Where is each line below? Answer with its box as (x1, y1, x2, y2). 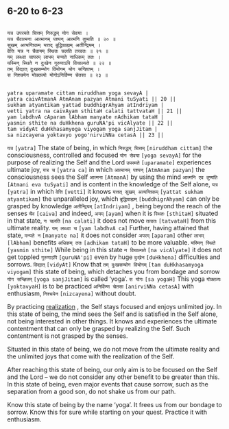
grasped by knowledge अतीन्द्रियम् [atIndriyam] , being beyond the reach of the (7, 201, 221, 210)
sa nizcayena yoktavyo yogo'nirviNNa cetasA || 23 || (7, 132, 165, 138)
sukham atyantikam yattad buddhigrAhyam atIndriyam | (7, 101, 165, 108)
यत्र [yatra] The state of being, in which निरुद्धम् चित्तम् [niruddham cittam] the (7, 143, 213, 151)
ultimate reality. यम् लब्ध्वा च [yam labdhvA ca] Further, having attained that (7, 223, 209, 232)
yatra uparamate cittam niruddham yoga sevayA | (7, 89, 149, 97)
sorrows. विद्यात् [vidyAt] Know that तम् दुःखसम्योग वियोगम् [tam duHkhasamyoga (7, 260, 204, 268)
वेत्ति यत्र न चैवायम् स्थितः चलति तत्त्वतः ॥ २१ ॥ (7, 47, 108, 54)
